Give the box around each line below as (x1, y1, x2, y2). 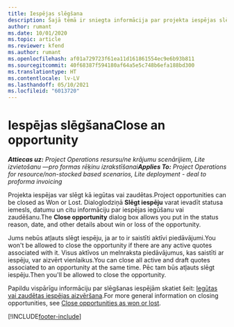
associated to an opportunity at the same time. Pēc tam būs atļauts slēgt (8, 263, 215, 271)
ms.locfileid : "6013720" (8, 87, 80, 94)
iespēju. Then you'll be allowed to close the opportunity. (8, 271, 167, 279)
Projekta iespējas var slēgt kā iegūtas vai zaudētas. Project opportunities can (8, 191, 226, 199)
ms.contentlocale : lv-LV (8, 74, 80, 82)
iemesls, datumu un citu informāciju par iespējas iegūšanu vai (8, 206, 185, 214)
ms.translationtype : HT (8, 68, 77, 75)
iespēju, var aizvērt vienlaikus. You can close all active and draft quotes (8, 256, 210, 265)
